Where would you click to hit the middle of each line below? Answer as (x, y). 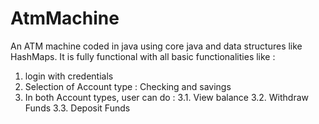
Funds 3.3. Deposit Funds (77, 108)
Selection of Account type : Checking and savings (128, 86)
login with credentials (69, 76)
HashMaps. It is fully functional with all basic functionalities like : (143, 56)
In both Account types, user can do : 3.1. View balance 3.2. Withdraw (167, 97)
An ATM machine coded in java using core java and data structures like (156, 46)
